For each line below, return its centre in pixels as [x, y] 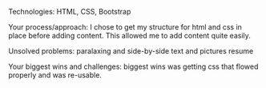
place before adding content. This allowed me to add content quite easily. [129, 36]
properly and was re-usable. [55, 75]
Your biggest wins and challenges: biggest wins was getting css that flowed [133, 66]
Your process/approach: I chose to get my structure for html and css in [125, 27]
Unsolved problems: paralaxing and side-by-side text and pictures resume [131, 51]
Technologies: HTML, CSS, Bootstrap [70, 12]
